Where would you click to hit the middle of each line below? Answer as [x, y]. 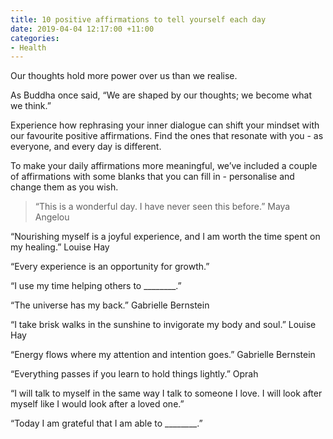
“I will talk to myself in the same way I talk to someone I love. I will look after [166, 393]
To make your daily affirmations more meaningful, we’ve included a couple [164, 166]
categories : [35, 38]
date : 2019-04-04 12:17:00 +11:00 [82, 29]
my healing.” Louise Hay [60, 247]
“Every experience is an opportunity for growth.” [110, 267]
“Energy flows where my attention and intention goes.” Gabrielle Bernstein [163, 355]
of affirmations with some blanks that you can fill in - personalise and [152, 177]
